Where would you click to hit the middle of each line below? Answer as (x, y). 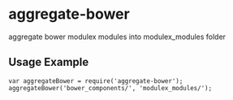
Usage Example (49, 62)
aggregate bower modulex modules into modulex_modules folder (117, 37)
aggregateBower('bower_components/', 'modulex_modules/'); (110, 88)
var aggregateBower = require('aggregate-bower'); (96, 81)
